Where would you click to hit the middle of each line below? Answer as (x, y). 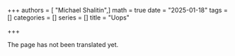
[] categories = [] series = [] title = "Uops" (68, 17)
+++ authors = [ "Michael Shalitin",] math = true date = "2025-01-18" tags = (117, 10)
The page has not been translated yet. (63, 44)
